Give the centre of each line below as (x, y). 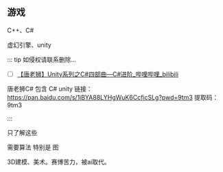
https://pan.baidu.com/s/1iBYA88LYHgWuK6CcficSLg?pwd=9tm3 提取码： (113, 97)
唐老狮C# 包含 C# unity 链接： (50, 89)
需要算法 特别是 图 (33, 147)
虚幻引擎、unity (29, 45)
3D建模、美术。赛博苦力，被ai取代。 (59, 162)
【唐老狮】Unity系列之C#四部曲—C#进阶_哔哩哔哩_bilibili (98, 74)
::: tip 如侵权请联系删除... (42, 59)
